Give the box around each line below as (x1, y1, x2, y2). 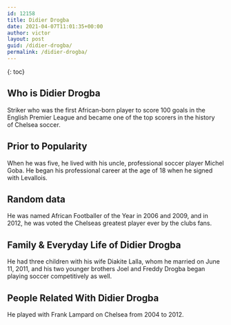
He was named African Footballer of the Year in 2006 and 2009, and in (7, 212, 208, 220)
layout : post (7, 36, 45, 43)
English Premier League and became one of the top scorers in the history (7, 113, 215, 121)
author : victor (7, 29, 51, 37)
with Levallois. (7, 173, 48, 181)
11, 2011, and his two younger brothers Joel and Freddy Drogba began (7, 265, 205, 273)
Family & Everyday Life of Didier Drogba (7, 239, 181, 250)
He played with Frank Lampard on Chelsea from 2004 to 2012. (7, 310, 184, 318)
